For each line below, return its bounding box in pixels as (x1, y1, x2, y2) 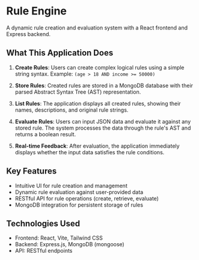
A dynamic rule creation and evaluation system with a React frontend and (6, 24, 188, 31)
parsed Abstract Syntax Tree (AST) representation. (14, 88, 141, 95)
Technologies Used (6, 218, 80, 229)
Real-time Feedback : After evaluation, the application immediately (14, 142, 180, 150)
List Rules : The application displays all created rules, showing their (14, 100, 182, 107)
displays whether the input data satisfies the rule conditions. (14, 148, 165, 156)
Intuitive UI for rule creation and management (14, 182, 127, 189)
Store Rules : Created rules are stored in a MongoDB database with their (14, 82, 194, 89)
